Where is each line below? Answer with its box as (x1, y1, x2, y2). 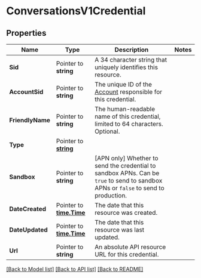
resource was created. (95, 209, 158, 217)
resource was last (95, 226, 145, 234)
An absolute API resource (95, 243, 166, 251)
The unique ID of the (95, 81, 153, 88)
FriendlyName (9, 116, 51, 124)
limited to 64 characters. (95, 120, 163, 128)
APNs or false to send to (95, 184, 165, 192)
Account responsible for (95, 88, 163, 96)
